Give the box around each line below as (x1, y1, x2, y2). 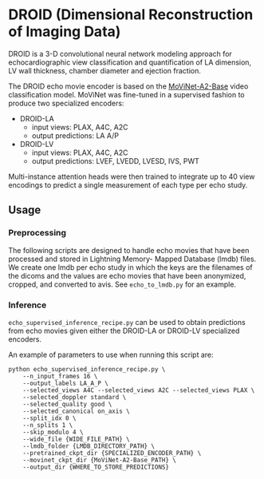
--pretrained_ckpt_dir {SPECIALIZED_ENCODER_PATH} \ (22, 449, 202, 457)
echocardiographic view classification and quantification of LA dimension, (8, 57, 252, 67)
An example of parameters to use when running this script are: (8, 350, 214, 359)
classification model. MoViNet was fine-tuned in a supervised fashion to (8, 89, 245, 99)
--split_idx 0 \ (22, 414, 77, 422)
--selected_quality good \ (22, 400, 112, 408)
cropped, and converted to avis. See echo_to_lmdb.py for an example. (8, 279, 237, 289)
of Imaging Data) (8, 22, 121, 41)
